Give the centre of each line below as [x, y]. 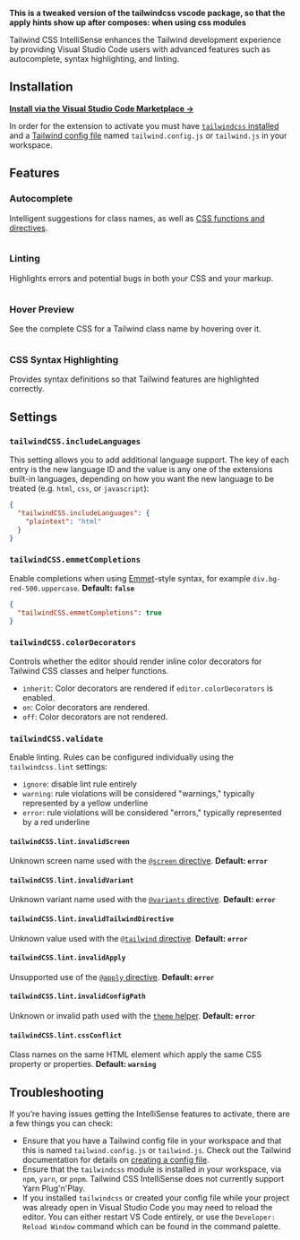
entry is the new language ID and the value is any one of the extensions [141, 469]
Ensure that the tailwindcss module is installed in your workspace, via [152, 1169]
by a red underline [56, 822]
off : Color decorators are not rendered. [95, 717]
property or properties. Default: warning [83, 1064]
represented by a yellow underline [85, 803]
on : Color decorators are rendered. [86, 707]
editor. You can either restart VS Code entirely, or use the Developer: [149, 1217]
